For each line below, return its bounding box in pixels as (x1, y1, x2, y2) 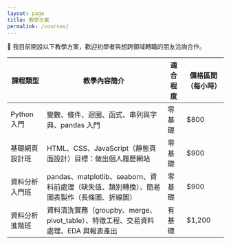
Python (10, 109, 34, 119)
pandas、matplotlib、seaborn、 (47, 172, 151, 182)
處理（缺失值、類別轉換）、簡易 (60, 182, 161, 192)
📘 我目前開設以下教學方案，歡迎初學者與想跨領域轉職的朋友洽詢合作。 (7, 43, 206, 51)
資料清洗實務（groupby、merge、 (47, 206, 157, 215)
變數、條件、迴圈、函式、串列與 (47, 110, 151, 120)
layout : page (7, 10, 45, 17)
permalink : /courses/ (7, 23, 69, 30)
